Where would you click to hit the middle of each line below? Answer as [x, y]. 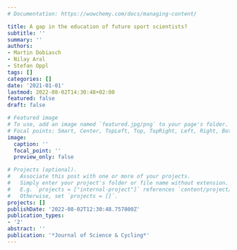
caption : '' [31, 144]
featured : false [31, 99]
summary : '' [25, 39]
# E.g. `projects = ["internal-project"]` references [91, 189]
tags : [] [20, 72]
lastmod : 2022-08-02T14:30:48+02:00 [61, 92]
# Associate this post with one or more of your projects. [99, 177]
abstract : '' [26, 229]
